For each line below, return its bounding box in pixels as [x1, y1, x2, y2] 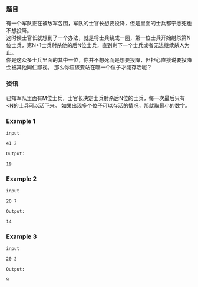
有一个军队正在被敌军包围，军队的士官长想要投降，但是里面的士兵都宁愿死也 [6, 19, 192, 27]
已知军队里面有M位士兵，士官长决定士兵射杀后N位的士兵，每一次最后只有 [6, 94, 186, 101]
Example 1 [6, 116, 36, 125]
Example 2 [6, 175, 37, 183]
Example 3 [6, 232, 37, 241]
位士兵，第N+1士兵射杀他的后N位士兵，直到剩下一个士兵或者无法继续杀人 [6, 42, 185, 49]
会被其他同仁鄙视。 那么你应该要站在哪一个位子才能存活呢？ [6, 64, 152, 71]
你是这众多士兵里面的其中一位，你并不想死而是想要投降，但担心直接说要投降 [6, 56, 192, 64]
